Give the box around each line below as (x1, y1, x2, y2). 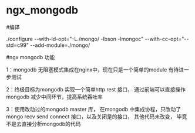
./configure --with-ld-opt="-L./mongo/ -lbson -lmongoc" (6, 35, 144, 42)
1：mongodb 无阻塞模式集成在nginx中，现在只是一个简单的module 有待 (6, 66, 179, 73)
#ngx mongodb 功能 (6, 53, 55, 60)
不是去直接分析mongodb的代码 (6, 120, 81, 127)
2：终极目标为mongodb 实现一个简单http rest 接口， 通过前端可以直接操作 (6, 86, 186, 93)
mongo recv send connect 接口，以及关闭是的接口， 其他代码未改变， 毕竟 (6, 112, 187, 120)
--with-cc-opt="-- (144, 35, 189, 42)
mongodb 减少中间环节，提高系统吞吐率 (6, 93, 103, 100)
